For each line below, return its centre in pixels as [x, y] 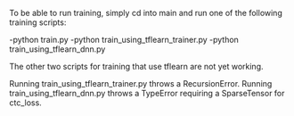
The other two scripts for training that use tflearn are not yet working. [137, 66]
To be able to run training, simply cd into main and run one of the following [146, 13]
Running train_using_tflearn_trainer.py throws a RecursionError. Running [141, 83]
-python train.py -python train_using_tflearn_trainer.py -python [124, 40]
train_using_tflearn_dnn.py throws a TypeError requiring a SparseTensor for [147, 93]
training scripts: [38, 22]
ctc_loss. [25, 103]
